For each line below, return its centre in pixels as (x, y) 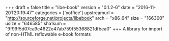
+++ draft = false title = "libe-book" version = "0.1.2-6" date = (70, 7)
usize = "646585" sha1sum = (36, 23)
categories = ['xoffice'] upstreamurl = (74, 13)
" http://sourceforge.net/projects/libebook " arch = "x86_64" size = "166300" (85, 18)
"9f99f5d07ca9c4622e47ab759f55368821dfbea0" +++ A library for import (84, 29)
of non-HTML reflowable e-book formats (48, 34)
